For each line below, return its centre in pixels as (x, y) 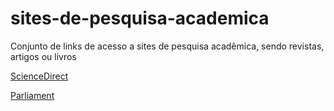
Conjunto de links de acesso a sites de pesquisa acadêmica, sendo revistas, (167, 46)
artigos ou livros (43, 56)
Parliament (32, 95)
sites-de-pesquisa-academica (140, 18)
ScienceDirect (39, 76)
